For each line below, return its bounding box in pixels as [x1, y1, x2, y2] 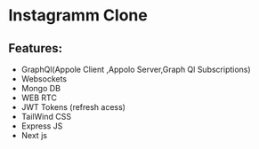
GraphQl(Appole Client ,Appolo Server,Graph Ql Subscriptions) [20, 64, 251, 74]
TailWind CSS [20, 112, 72, 122]
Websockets [20, 74, 68, 84]
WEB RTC [20, 92, 57, 103]
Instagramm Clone [8, 5, 148, 26]
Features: [8, 41, 63, 56]
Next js [20, 130, 48, 140]
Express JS [20, 121, 63, 131]
